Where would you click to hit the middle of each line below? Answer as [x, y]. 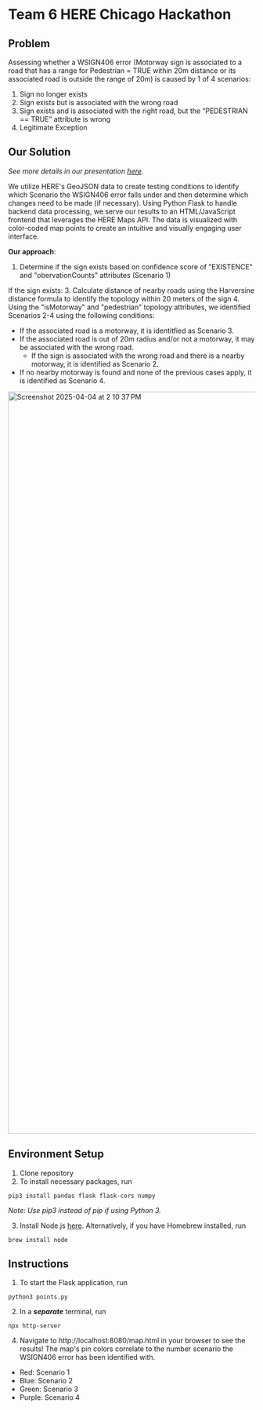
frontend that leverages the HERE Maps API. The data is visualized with [123, 219]
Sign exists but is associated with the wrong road [99, 102]
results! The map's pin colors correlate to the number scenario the [126, 1349]
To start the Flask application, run [73, 1283]
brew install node [38, 1240]
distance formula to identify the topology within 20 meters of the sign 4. [124, 298]
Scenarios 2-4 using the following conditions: [81, 315]
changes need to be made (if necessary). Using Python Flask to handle [122, 203]
